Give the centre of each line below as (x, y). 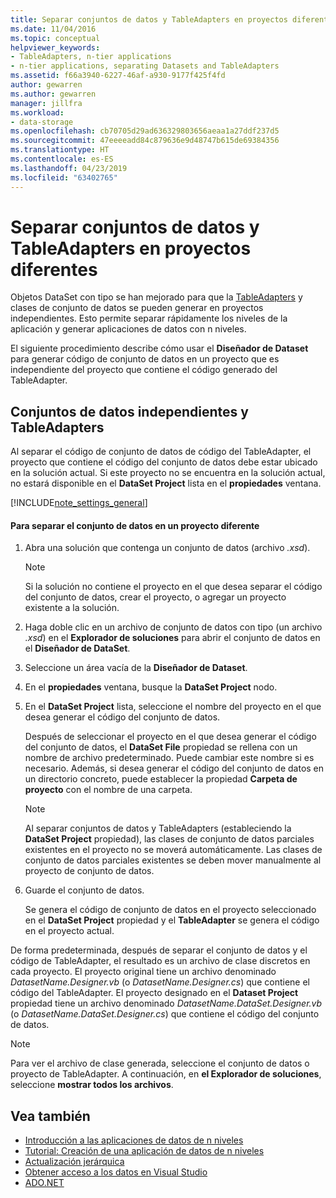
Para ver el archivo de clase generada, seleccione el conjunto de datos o (160, 1063)
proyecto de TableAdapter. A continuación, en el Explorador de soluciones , (166, 1074)
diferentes (54, 269)
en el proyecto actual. (69, 931)
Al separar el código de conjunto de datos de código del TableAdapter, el (161, 452)
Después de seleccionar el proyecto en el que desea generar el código (170, 737)
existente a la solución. (72, 608)
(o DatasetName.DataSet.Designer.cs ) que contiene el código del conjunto (165, 1014)
